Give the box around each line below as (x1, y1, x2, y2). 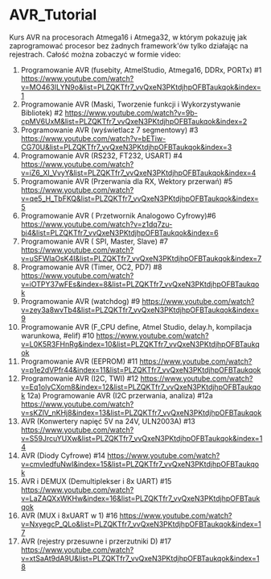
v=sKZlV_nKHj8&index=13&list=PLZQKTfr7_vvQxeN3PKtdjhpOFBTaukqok (20, 407, 262, 417)
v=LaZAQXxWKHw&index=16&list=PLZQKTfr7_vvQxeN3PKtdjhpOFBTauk (20, 494, 261, 503)
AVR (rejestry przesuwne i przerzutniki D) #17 (20, 536, 172, 546)
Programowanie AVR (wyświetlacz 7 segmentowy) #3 (20, 125, 199, 135)
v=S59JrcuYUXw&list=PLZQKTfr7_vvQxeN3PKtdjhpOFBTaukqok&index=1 (20, 433, 263, 443)
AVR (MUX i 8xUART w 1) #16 (20, 510, 118, 520)
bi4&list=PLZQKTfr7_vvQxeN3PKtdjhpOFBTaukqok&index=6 (20, 227, 220, 237)
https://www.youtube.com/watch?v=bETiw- (20, 133, 166, 143)
